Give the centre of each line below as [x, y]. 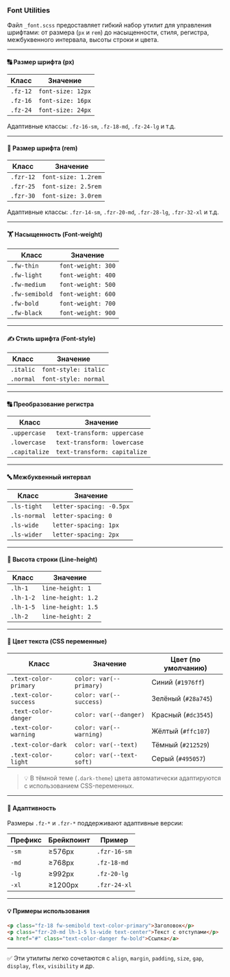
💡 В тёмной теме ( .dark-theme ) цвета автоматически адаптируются [122, 778]
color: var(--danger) [110, 715]
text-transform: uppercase [100, 433]
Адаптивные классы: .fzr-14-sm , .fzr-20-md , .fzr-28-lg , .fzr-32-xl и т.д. [113, 212]
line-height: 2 [66, 616]
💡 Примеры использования [49, 910]
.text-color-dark [39, 744]
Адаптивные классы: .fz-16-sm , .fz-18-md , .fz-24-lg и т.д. [91, 126]
